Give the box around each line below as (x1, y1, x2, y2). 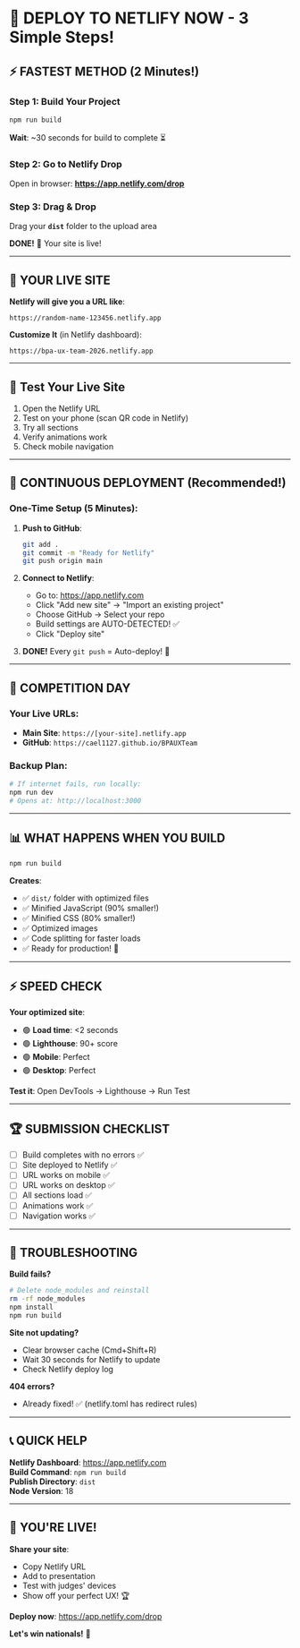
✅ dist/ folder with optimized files (21, 892, 149, 903)
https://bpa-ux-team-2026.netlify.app (9, 346, 154, 356)
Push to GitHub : (21, 523, 82, 534)
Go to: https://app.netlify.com (35, 590, 145, 601)
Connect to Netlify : (21, 573, 95, 584)
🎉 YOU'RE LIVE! (9, 1520, 97, 1535)
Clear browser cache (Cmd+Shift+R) (21, 1345, 157, 1355)
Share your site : (9, 1543, 70, 1554)
